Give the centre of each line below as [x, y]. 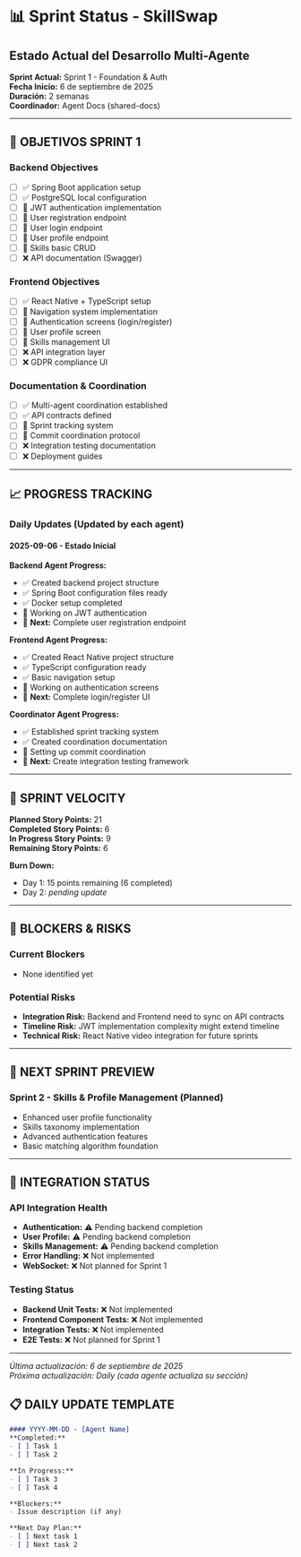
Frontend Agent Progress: [59, 640]
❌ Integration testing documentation [89, 446]
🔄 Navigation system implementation [90, 311]
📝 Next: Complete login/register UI [86, 697]
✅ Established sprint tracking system [90, 732]
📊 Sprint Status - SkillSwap [114, 17]
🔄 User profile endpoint [65, 238]
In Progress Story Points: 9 [60, 839]
